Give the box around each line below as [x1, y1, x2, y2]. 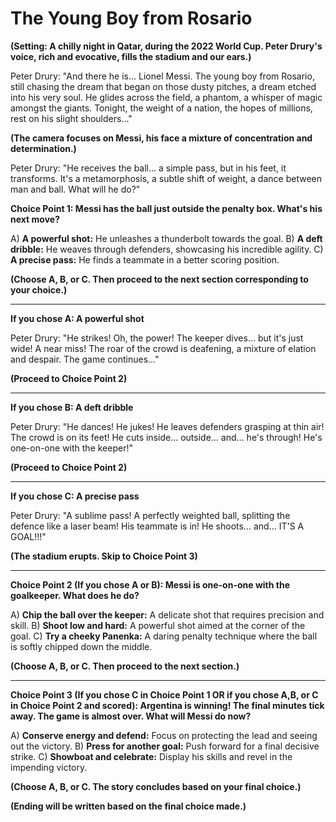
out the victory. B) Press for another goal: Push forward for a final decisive [10, 740, 320, 752]
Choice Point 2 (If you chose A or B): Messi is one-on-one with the [10, 578, 291, 591]
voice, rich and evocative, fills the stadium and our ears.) [10, 50, 252, 62]
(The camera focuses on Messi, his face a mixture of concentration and [10, 132, 313, 144]
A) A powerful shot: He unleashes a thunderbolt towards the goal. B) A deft [10, 232, 323, 244]
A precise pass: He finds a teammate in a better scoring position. [10, 253, 280, 266]
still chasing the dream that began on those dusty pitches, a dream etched [10, 80, 317, 92]
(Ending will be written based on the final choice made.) [10, 800, 247, 812]
